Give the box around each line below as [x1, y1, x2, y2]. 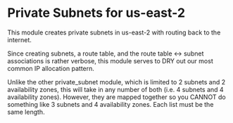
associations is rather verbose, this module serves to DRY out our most [7, 56, 213, 65]
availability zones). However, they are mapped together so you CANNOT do [7, 93, 227, 101]
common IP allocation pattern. [7, 64, 95, 72]
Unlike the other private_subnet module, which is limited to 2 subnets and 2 [7, 77, 226, 86]
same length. [7, 108, 45, 116]
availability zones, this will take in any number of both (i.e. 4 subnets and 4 [7, 85, 224, 93]
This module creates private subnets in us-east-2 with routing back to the [7, 28, 221, 37]
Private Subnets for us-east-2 [7, 5, 185, 21]
